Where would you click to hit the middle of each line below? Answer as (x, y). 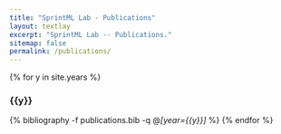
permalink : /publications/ (60, 52)
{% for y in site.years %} (55, 77)
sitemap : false (38, 43)
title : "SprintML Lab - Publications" (82, 18)
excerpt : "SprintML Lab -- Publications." (91, 34)
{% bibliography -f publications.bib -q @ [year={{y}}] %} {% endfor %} (141, 120)
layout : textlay (40, 26)
